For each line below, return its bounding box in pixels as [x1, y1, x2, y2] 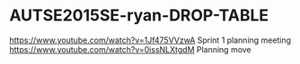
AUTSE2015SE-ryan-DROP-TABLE [9, 5, 269, 26]
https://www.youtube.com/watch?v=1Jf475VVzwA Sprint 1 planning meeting [9, 35, 292, 45]
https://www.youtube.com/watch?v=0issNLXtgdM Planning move [9, 44, 251, 54]
